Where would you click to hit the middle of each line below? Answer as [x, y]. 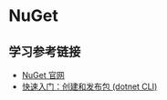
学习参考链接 [45, 51]
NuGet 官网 [43, 75]
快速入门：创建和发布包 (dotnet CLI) [89, 86]
